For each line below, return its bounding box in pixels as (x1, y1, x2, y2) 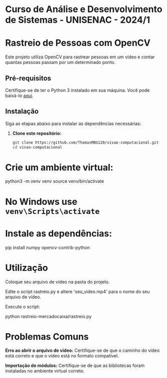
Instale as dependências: (5, 228, 112, 239)
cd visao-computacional (12, 144, 63, 149)
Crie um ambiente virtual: (5, 162, 114, 173)
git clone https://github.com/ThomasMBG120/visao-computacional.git (12, 140, 159, 145)
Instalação (5, 107, 39, 116)
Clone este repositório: (12, 130, 62, 136)
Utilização (5, 262, 48, 273)
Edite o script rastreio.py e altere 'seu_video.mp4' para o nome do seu (5, 288, 150, 294)
